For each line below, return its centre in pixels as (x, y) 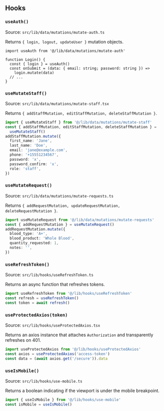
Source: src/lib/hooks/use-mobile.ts (44, 381)
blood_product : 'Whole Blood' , (42, 238)
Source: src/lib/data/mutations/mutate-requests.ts (59, 196)
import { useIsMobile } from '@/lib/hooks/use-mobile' (63, 400)
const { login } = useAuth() (40, 64)
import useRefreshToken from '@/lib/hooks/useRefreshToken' (69, 294)
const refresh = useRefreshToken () (42, 298)
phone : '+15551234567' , (34, 155)
